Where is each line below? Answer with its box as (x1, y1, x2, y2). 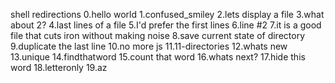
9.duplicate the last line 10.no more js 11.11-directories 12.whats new (10, 40, 288, 52)
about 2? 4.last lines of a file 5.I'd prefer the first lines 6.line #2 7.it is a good (10, 19, 322, 31)
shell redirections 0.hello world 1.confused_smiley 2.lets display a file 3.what (10, 9, 325, 20)
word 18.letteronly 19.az (10, 62, 108, 73)
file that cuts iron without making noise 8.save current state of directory (10, 30, 306, 41)
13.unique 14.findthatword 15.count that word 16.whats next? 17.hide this (10, 51, 306, 63)
